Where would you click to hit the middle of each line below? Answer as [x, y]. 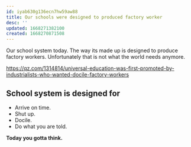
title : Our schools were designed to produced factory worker [84, 17]
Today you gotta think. [35, 138]
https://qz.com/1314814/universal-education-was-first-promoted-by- [90, 68]
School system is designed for [63, 93]
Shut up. [25, 114]
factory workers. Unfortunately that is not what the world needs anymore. [96, 57]
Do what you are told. [41, 126]
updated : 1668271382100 [35, 28]
